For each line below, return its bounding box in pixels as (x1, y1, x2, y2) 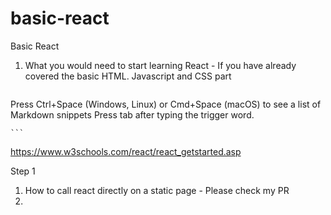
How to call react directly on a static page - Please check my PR (24, 184, 290, 196)
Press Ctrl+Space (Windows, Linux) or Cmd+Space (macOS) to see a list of (10, 98, 322, 110)
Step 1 (10, 165, 36, 177)
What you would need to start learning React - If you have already (24, 59, 297, 71)
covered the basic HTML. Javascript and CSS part (24, 70, 232, 82)
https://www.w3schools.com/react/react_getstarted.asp (10, 145, 242, 157)
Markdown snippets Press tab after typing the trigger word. (10, 108, 255, 121)
